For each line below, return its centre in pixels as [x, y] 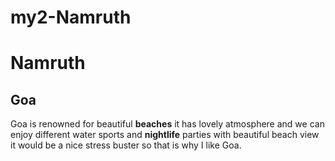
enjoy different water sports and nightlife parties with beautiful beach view [165, 135]
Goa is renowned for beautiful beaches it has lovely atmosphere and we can [167, 124]
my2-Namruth [71, 17]
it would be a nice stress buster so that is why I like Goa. [126, 145]
